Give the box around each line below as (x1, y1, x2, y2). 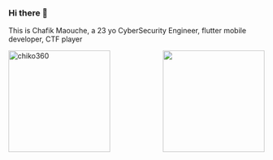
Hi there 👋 (8, 7, 49, 19)
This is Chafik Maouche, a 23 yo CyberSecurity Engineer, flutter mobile (8, 26, 246, 36)
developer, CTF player (8, 34, 83, 44)
